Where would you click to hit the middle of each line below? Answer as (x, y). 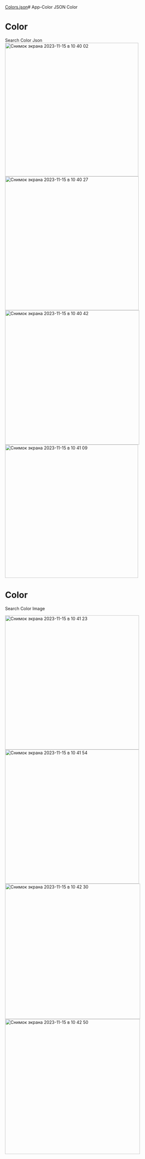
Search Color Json (24, 40)
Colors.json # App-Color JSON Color (41, 7)
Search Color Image (25, 608)
